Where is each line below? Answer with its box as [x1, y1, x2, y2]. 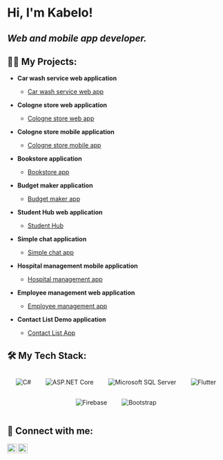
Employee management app [27, 302, 108, 311]
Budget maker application [17, 181, 93, 190]
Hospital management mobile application [17, 261, 138, 270]
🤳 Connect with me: [7, 425, 93, 436]
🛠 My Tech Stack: [7, 349, 87, 361]
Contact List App [27, 329, 76, 337]
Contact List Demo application [17, 315, 106, 324]
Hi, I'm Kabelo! [7, 5, 93, 21]
